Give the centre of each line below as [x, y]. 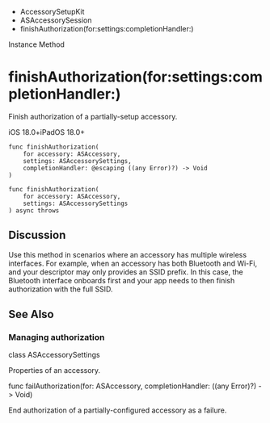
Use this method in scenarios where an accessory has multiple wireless [128, 254]
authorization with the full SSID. [61, 289]
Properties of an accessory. [55, 371]
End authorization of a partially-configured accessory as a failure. [118, 410]
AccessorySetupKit [52, 12]
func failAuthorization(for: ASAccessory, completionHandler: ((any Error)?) [133, 386]
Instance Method [36, 44]
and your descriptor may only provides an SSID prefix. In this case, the [126, 272]
